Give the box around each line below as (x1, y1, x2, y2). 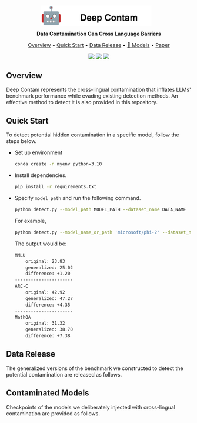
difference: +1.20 (25, 271, 71, 277)
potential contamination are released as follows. (6, 371, 122, 378)
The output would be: (14, 240, 67, 247)
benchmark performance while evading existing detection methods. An (6, 92, 178, 99)
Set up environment (14, 149, 63, 156)
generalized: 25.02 (25, 265, 74, 271)
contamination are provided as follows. (6, 409, 100, 417)
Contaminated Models (6, 388, 89, 398)
